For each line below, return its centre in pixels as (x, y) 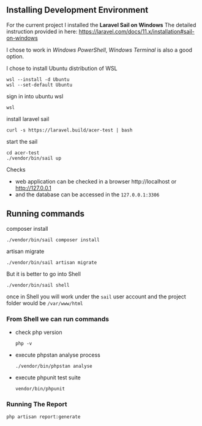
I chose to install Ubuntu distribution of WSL (62, 68)
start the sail (22, 141)
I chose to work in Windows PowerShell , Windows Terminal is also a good (99, 50)
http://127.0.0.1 (33, 188)
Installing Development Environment (77, 10)
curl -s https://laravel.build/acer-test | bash (69, 130)
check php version (39, 332)
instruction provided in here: (42, 31)
